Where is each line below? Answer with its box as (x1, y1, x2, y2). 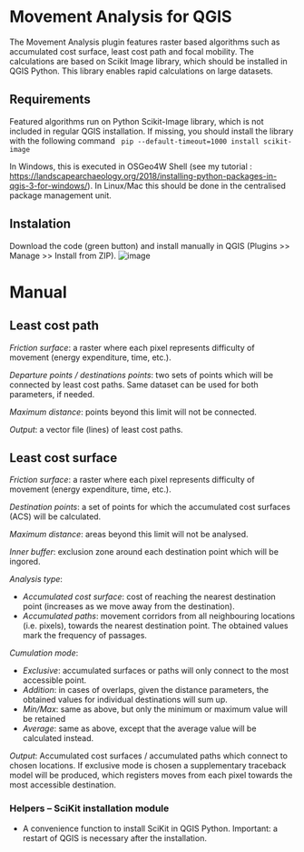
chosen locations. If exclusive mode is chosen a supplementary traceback (9, 760, 287, 771)
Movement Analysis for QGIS (9, 6, 232, 27)
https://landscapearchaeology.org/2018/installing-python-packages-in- (9, 170, 278, 181)
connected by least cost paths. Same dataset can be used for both (9, 379, 259, 390)
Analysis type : (9, 574, 64, 585)
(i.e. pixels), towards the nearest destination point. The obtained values (22, 620, 289, 631)
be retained (22, 714, 66, 725)
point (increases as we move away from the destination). (22, 601, 235, 612)
